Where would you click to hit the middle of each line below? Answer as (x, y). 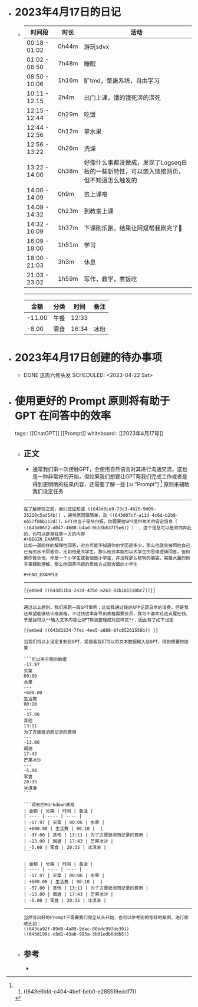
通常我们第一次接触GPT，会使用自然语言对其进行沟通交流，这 (107, 469)
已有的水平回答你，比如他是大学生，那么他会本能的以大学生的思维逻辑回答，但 (105, 552)
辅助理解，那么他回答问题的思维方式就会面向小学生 (85, 565)
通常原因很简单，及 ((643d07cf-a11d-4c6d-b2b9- (123, 516)
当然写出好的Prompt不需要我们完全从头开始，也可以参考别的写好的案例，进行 (104, 918)
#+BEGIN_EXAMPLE (43, 539)
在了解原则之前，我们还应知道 (54, 509)
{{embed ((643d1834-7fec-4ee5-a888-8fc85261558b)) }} (91, 631)
